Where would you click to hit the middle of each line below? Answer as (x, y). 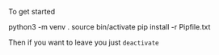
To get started (32, 12)
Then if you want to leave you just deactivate (84, 42)
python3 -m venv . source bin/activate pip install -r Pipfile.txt (109, 27)
